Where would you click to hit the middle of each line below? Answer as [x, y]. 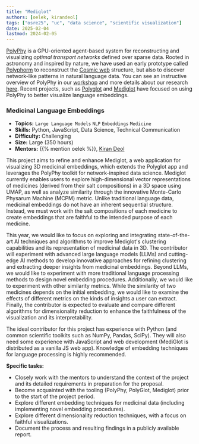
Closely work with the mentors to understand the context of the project [102, 378]
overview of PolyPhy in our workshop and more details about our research [97, 83]
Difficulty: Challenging [43, 136]
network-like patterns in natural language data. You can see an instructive [97, 76]
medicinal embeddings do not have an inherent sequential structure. [90, 205]
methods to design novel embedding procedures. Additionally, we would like [99, 280]
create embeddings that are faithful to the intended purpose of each [89, 218]
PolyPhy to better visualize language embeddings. [67, 95]
